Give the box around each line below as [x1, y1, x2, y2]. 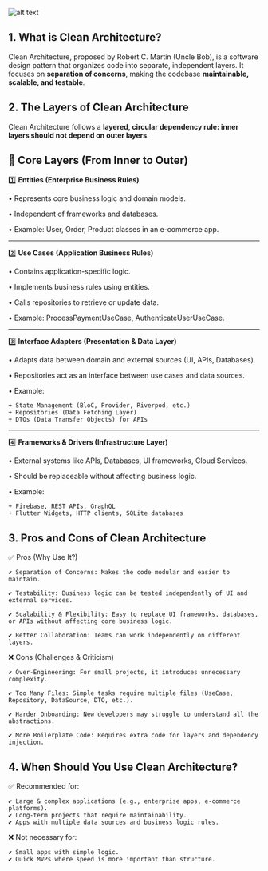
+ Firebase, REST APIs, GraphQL [8, 502, 116, 511]
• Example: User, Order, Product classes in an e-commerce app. [8, 225, 219, 234]
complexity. [8, 676, 48, 684]
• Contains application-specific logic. [8, 266, 131, 276]
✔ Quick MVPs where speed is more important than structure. [8, 856, 216, 864]
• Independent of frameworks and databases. [8, 209, 159, 219]
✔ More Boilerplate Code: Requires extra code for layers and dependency [8, 732, 259, 740]
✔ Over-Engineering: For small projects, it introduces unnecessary [8, 669, 241, 677]
